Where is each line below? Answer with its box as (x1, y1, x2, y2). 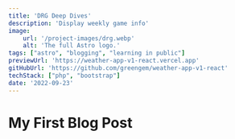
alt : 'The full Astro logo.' (23, 42, 121, 50)
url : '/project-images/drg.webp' (23, 34, 135, 43)
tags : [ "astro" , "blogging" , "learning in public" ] (8, 49, 185, 57)
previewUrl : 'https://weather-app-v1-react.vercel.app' (8, 57, 200, 65)
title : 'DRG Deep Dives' (8, 11, 92, 20)
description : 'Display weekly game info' (8, 19, 150, 27)
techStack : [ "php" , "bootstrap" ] (8, 72, 121, 80)
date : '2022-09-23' (8, 79, 74, 87)
